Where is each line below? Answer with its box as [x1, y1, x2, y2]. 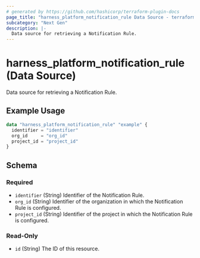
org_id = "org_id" [11, 133, 68, 139]
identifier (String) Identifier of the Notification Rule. [14, 191, 145, 199]
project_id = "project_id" [11, 138, 79, 144]
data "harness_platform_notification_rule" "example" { [6, 121, 148, 128]
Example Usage [6, 106, 65, 116]
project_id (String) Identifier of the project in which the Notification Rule [14, 210, 193, 218]
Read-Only [6, 231, 39, 240]
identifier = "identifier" [11, 127, 79, 133]
